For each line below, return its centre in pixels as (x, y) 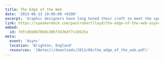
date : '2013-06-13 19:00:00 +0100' (41, 14)
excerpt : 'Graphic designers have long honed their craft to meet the (78, 18)
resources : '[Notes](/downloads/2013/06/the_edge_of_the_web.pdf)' (80, 50)
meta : (10, 37)
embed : (12, 28)
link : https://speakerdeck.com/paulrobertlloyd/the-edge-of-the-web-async (83, 23)
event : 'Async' (25, 41)
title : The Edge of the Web (34, 9)
